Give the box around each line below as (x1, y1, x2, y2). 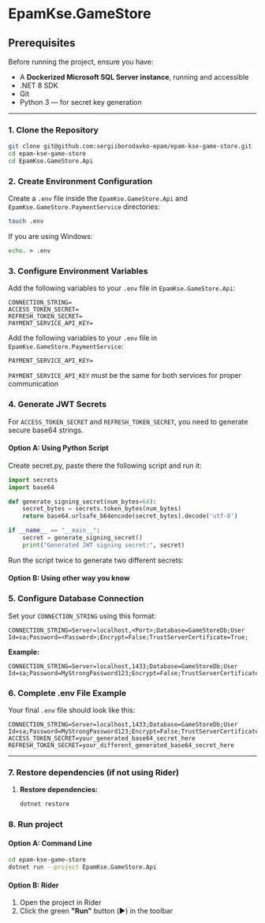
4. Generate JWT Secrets (8, 399, 107, 410)
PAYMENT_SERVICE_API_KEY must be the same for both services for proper (8, 371, 242, 380)
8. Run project (8, 819, 63, 830)
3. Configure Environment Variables (8, 265, 148, 276)
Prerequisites (8, 36, 76, 50)
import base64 (8, 483, 55, 491)
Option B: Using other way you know (8, 574, 130, 583)
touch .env (8, 218, 44, 226)
